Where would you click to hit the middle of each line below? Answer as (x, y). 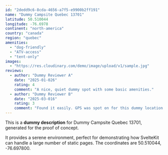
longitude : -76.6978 (27, 24)
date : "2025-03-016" (36, 99)
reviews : (14, 71)
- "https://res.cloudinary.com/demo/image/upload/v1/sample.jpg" (80, 66)
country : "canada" (24, 33)
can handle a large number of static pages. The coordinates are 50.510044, (83, 143)
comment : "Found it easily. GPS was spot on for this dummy (78, 108)
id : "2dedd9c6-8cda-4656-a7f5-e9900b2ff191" (53, 10)
